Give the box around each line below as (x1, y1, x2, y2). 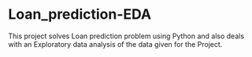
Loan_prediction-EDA (8, 5, 152, 23)
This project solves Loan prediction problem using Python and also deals (8, 31, 245, 41)
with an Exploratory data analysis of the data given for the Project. (8, 39, 223, 48)
